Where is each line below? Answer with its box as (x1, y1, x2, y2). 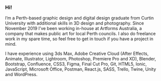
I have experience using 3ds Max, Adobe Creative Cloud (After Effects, (5, 51, 149, 56)
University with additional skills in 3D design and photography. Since (5, 20, 144, 26)
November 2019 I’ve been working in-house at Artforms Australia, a (5, 26, 142, 31)
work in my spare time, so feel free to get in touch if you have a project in (5, 36, 154, 42)
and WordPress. (5, 72, 38, 78)
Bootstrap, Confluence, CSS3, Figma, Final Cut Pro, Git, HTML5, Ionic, (5, 61, 147, 67)
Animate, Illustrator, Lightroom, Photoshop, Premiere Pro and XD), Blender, (5, 56, 156, 62)
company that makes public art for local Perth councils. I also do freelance (5, 31, 156, 37)
